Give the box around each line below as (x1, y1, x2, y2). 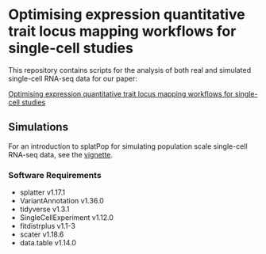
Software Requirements (8, 169, 102, 180)
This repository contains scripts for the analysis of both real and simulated (8, 65, 252, 74)
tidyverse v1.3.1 (19, 204, 70, 214)
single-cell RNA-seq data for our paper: (8, 74, 137, 83)
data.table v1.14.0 (19, 238, 77, 248)
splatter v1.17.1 (19, 188, 66, 197)
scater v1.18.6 (19, 229, 64, 239)
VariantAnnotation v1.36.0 (19, 196, 105, 206)
